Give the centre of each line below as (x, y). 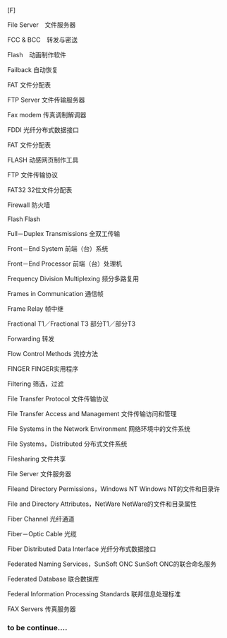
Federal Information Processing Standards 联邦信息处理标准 (94, 594)
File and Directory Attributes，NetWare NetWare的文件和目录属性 (102, 504)
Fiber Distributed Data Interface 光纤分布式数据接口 (82, 549)
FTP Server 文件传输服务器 (46, 100)
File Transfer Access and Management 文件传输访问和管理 (92, 414)
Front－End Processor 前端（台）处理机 (65, 264)
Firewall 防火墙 (29, 205)
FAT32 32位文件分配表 (40, 190)
